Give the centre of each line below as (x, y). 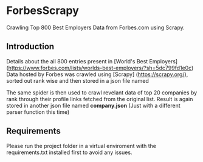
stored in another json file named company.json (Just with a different (93, 105)
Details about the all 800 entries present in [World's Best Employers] (92, 61)
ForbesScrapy (43, 11)
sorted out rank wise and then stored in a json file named (77, 80)
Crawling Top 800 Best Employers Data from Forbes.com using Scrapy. (95, 27)
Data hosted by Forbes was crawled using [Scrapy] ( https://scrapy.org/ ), (97, 74)
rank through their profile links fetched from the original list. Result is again (100, 99)
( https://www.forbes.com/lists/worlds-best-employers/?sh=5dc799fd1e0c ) (100, 68)
